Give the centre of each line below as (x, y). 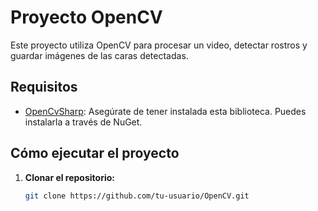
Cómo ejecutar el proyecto (95, 153)
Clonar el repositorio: (69, 177)
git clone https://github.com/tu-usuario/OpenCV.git (137, 196)
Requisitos (44, 87)
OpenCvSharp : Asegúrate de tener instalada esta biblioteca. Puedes (165, 111)
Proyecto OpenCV (86, 17)
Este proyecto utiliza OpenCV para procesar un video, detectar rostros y (159, 45)
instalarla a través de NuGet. (83, 122)
